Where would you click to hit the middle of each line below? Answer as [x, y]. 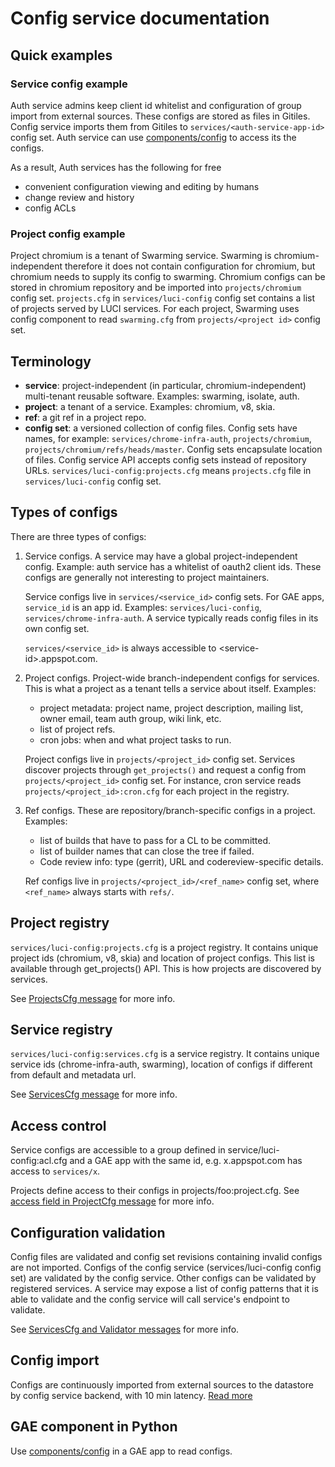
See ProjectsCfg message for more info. [93, 998]
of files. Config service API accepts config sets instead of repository [165, 459]
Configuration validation [88, 1232]
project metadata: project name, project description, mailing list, [171, 708]
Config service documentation [140, 18]
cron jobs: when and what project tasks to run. [135, 739]
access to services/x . [55, 1171]
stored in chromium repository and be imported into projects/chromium [156, 288]
